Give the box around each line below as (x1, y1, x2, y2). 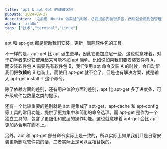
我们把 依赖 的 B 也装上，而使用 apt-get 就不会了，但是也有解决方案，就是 (5, 69, 155, 75)
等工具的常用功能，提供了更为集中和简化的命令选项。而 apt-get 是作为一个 (5, 109, 158, 115)
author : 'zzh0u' (5, 21, 39, 26)
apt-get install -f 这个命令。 (10, 76, 67, 82)
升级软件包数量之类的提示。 (5, 93, 62, 99)
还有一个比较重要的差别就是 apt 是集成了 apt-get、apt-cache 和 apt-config (5, 103, 158, 109)
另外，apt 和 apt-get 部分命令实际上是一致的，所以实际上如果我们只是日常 (5, 133, 157, 139)
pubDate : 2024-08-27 (5, 12, 48, 17)
